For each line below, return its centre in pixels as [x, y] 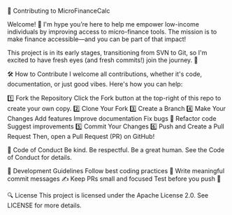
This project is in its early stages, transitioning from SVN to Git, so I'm [107, 53]
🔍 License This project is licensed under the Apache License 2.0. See [108, 195]
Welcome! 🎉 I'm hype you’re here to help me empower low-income [103, 24]
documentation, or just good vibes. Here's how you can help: [95, 84]
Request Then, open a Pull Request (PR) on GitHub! [81, 136]
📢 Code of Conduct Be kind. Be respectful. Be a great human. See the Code [116, 150]
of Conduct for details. [39, 157]
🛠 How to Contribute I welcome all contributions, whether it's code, [105, 74]
